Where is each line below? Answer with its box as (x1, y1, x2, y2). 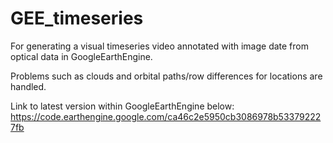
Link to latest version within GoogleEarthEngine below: (10, 100, 235, 112)
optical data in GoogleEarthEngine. (10, 50, 153, 62)
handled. (10, 80, 47, 92)
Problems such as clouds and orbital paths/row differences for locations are (10, 70, 323, 82)
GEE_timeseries (10, 7, 144, 30)
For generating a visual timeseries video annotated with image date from (10, 40, 309, 52)
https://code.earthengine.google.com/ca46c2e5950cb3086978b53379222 (10, 110, 322, 122)
